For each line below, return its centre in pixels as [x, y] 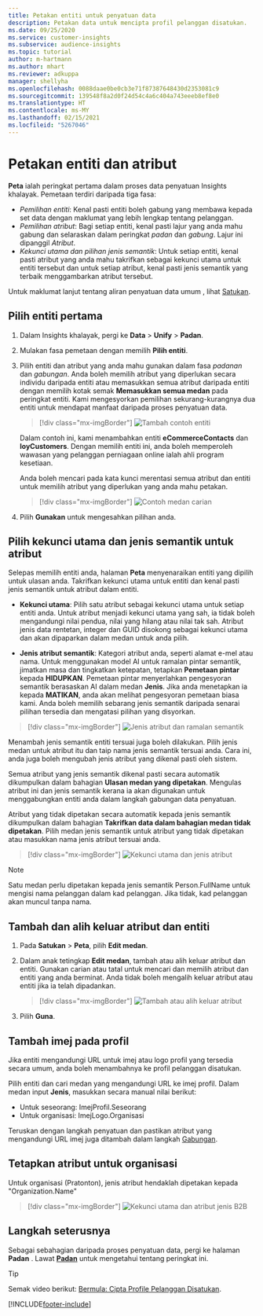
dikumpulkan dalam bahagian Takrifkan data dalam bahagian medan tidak [130, 823]
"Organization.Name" [42, 1191]
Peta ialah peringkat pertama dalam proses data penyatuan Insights [118, 186]
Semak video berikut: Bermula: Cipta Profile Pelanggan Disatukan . [115, 1288]
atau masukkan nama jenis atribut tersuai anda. [84, 840]
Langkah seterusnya [59, 1231]
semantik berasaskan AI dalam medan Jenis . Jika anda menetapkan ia [133, 687]
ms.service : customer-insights [59, 37]
